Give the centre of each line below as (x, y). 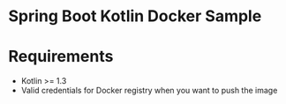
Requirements (61, 57)
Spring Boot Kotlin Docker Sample (135, 16)
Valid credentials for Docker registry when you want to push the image (149, 91)
